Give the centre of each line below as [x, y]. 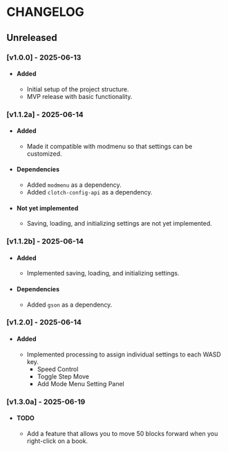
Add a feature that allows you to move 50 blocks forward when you [122, 433]
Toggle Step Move [63, 376]
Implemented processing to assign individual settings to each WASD [124, 354]
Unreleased [32, 38]
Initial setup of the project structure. [78, 89]
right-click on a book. [57, 441]
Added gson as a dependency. [69, 305]
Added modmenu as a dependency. [74, 185]
